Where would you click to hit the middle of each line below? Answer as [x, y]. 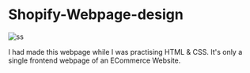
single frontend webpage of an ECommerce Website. [95, 60]
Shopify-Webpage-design [96, 15]
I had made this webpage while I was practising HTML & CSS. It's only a [125, 52]
